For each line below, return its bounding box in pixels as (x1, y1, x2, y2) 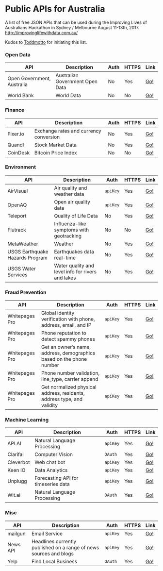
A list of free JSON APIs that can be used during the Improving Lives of (5, 19, 147, 25)
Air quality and (54, 185, 87, 191)
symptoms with (54, 226, 89, 233)
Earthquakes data (54, 248, 95, 255)
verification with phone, (41, 316, 96, 322)
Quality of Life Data (54, 212, 98, 219)
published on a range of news (31, 544, 99, 551)
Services (7, 271, 28, 278)
